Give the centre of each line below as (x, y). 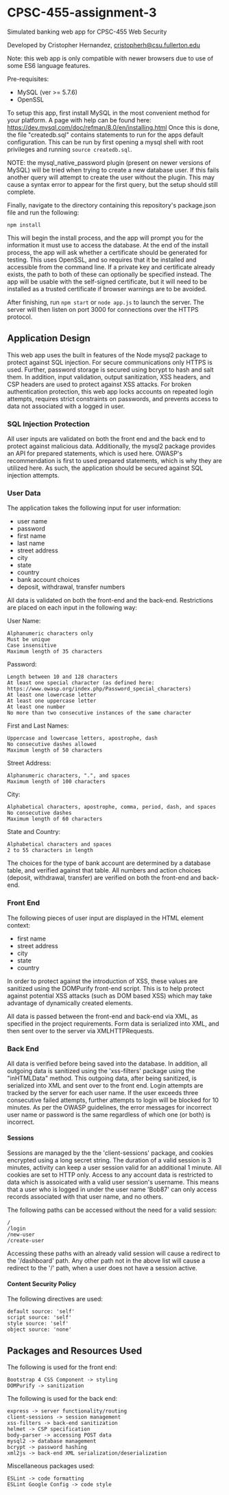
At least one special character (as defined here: (81, 683)
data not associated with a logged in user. (66, 406)
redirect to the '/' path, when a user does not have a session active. (102, 1268)
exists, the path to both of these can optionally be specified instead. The (109, 274)
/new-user (21, 1235)
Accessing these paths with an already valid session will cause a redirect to (114, 1254)
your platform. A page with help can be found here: (80, 120)
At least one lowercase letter (52, 695)
